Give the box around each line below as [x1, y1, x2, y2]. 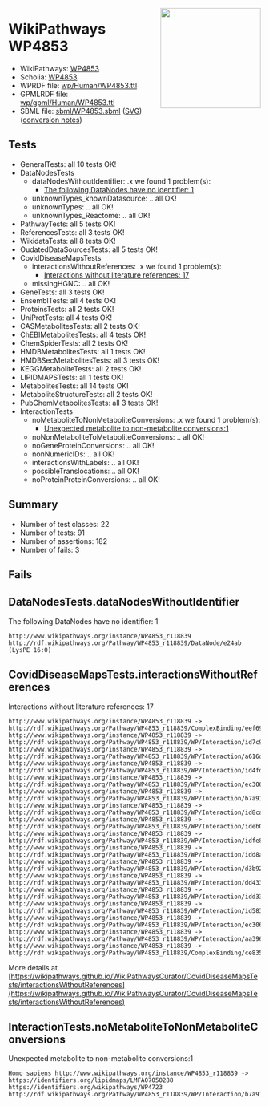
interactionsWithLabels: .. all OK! [31, 457, 139, 467]
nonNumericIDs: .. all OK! [31, 449, 115, 459]
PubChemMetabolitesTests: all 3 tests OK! [19, 398, 159, 407]
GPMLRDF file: [19, 89, 69, 99]
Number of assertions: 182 [19, 536, 108, 545]
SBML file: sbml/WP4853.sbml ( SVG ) [19, 106, 143, 115]
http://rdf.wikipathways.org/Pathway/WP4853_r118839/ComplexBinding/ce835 [8, 949, 263, 957]
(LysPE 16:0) [8, 646, 52, 654]
